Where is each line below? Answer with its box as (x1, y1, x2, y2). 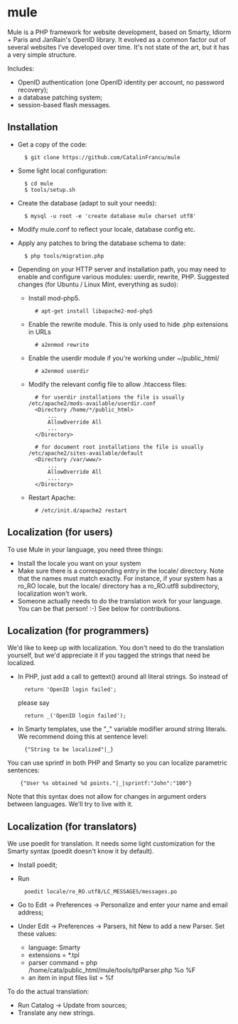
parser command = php (28, 959, 98, 967)
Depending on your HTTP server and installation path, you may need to (17, 264, 226, 274)
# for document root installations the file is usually (34, 443, 204, 451)
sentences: (7, 766, 40, 775)
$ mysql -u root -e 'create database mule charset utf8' (24, 212, 197, 220)
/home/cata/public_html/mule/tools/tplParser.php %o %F (28, 966, 196, 974)
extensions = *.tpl (28, 951, 80, 959)
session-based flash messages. (17, 100, 112, 109)
